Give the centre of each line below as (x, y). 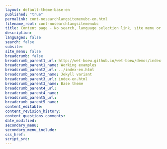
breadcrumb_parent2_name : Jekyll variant (49, 74)
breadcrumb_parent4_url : (31, 88)
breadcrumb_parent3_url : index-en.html (46, 79)
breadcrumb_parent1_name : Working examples (51, 65)
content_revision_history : (33, 112)
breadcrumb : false (24, 56)
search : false (20, 42)
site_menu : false (23, 51)
